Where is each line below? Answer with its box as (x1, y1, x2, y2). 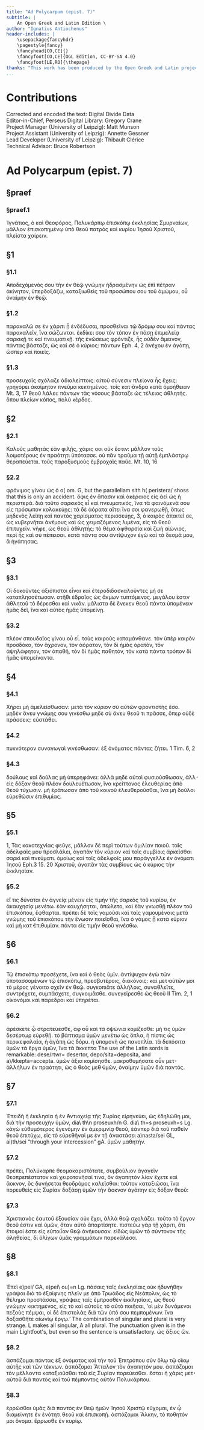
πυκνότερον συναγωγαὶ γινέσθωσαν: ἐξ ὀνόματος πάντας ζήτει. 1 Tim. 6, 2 (6, 744, 196, 752)
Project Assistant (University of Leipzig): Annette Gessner (6, 130, 149, 137)
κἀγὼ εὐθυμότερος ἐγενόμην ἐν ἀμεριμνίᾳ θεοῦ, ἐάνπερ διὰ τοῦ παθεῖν (6, 1125, 188, 1133)
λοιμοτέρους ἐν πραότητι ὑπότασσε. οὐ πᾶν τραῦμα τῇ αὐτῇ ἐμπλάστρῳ (6, 452, 189, 459)
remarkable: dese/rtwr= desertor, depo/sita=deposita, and (6, 1051, 151, 1058)
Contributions (6, 91, 77, 104)
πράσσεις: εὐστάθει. (6, 716, 58, 723)
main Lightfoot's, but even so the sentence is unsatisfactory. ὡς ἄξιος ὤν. (6, 1328, 191, 1335)
